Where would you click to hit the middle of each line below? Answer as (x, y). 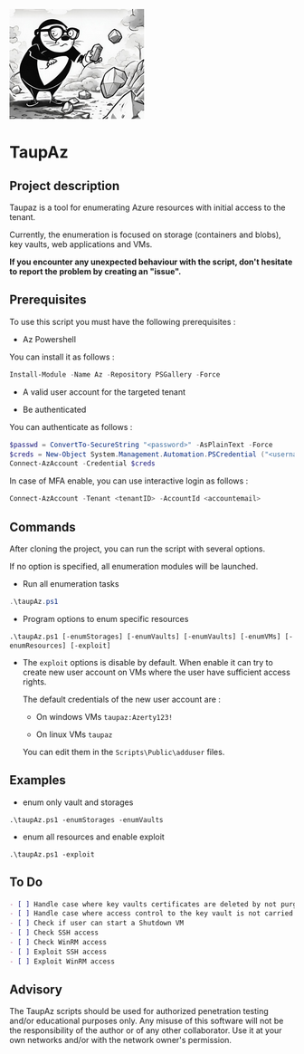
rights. (34, 681)
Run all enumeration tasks (71, 584)
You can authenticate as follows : (71, 426)
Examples (38, 780)
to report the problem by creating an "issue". (95, 271)
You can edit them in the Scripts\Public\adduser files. (123, 752)
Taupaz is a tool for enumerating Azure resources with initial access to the (147, 207)
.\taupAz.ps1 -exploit (52, 854)
